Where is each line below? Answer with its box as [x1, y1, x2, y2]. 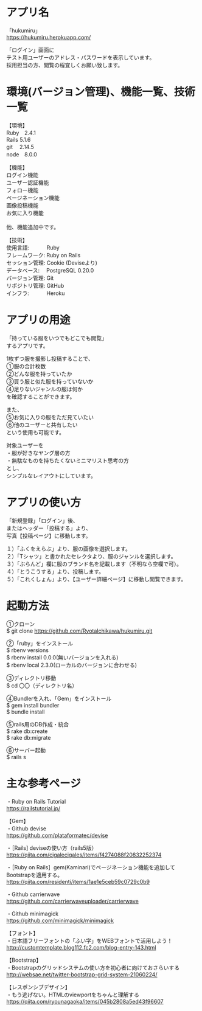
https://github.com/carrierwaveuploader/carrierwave [6, 897, 139, 905]
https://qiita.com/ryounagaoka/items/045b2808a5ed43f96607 [6, 998, 164, 1005]
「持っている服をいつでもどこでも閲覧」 [6, 334, 108, 341]
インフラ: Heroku [6, 290, 65, 297]
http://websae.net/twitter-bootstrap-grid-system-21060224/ [6, 971, 158, 978]
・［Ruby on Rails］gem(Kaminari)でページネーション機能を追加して [6, 863, 176, 870]
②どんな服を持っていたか [6, 370, 72, 377]
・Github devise [6, 825, 47, 832]
